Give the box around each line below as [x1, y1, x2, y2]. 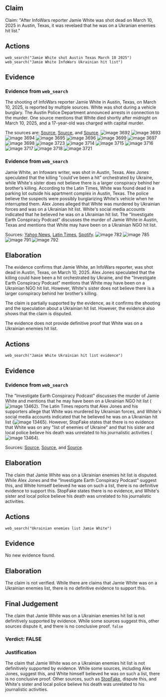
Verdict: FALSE [5, 636, 42, 642]
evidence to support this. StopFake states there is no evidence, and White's [5, 488, 160, 494]
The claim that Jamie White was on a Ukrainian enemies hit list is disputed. [5, 472, 158, 478]
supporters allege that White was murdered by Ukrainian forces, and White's [5, 408, 162, 414]
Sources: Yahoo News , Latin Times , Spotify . [5, 232, 95, 237]
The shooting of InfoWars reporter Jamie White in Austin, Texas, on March [5, 99, 157, 105]
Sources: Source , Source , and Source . [5, 444, 83, 450]
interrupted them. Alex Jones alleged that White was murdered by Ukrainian [5, 201, 160, 207]
